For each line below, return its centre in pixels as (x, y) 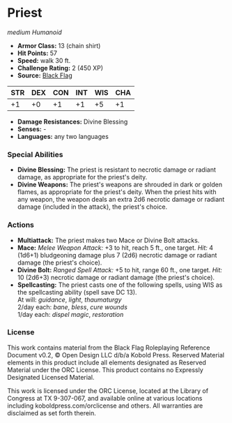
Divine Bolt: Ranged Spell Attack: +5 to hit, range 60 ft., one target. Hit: (120, 269)
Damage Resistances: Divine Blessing (72, 121)
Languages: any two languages (63, 136)
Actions (21, 225)
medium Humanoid (34, 32)
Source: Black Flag (45, 75)
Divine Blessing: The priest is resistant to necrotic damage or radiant (116, 170)
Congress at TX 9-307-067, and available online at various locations (105, 398)
